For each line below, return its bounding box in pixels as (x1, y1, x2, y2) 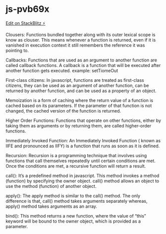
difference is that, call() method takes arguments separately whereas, (5, 198, 148, 204)
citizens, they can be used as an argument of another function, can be (5, 82, 149, 88)
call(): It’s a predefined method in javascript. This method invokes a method (5, 173, 160, 178)
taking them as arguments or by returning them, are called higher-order (5, 122, 152, 128)
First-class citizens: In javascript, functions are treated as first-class (5, 77, 144, 83)
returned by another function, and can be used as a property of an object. (5, 88, 157, 94)
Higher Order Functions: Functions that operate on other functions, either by (5, 117, 162, 123)
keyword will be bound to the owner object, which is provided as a (5, 218, 141, 224)
